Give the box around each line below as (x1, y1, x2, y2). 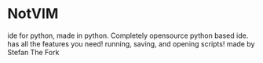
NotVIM (7, 5, 59, 23)
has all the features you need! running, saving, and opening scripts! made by (7, 39, 255, 48)
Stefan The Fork (7, 47, 60, 57)
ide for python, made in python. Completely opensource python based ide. (7, 31, 249, 40)
